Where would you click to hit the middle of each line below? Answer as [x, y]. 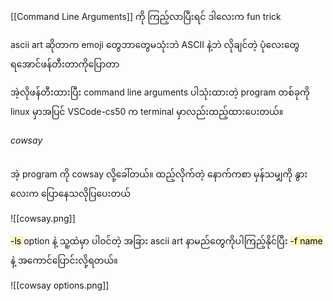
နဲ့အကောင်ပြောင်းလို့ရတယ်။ [64, 260]
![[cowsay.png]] [43, 219]
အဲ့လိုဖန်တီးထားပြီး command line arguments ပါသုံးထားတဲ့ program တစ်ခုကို [160, 92]
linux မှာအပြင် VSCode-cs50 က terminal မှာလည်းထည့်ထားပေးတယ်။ [147, 111]
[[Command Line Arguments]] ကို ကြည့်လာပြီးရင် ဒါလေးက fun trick [146, 16]
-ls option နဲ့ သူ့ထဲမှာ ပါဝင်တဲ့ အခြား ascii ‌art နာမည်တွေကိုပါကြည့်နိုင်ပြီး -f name [166, 241]
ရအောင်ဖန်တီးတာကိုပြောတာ [65, 64]
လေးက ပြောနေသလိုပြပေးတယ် [70, 194]
